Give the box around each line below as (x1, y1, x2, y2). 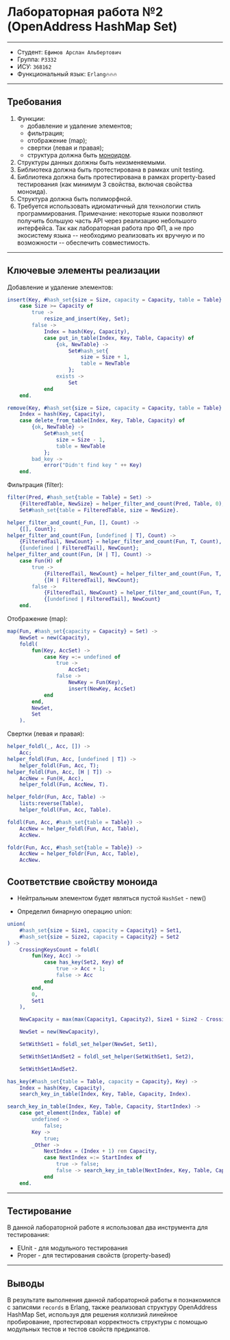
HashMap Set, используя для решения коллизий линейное (7, 1310, 178, 1319)
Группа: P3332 (16, 55, 57, 63)
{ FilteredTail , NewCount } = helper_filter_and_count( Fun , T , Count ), (19, 538, 222, 545)
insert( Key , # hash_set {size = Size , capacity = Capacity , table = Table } (7, 296, 222, 303)
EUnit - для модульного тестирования (16, 1244, 128, 1252)
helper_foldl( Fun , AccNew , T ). (19, 781, 109, 788)
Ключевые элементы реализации (7, 265, 161, 277)
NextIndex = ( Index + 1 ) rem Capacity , (43, 1148, 157, 1155)
